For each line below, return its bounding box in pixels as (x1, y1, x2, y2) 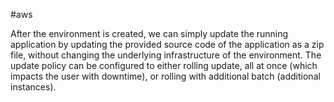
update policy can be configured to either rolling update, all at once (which (10, 60, 318, 71)
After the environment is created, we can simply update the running (10, 28, 289, 39)
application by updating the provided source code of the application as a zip (10, 39, 325, 50)
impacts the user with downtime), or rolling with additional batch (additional (10, 70, 321, 82)
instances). (10, 81, 57, 93)
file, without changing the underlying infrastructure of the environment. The (10, 49, 322, 61)
